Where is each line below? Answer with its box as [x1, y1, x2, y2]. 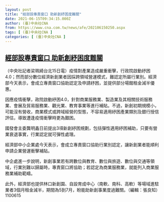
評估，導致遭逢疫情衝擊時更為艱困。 [5, 114, 78, 120]
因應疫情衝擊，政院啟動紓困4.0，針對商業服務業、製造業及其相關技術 [5, 96, 144, 102]
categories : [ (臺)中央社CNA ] [5, 35, 66, 40]
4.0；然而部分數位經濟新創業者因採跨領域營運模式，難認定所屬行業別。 [5, 74, 149, 80]
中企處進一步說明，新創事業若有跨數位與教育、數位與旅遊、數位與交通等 [5, 158, 150, 164]
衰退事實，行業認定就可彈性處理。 [9, 131, 78, 137]
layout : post [5, 7, 32, 12]
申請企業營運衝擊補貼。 [5, 148, 52, 154]
